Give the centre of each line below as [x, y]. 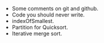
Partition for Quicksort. [40, 27]
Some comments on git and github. [55, 9]
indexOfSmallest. [33, 21]
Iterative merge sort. [37, 34]
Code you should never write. [48, 15]
